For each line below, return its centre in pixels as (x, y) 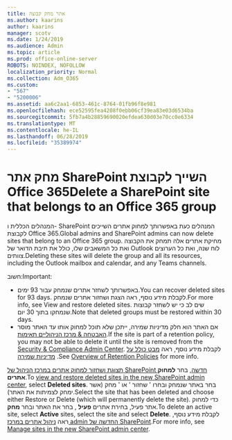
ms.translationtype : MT (42, 123)
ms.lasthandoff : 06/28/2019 (48, 136)
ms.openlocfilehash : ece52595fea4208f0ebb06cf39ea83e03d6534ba (100, 111)
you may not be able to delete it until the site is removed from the (110, 342)
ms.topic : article (34, 53)
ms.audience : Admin (35, 46)
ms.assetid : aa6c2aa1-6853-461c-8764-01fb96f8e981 (82, 104)
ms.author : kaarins (35, 20)
